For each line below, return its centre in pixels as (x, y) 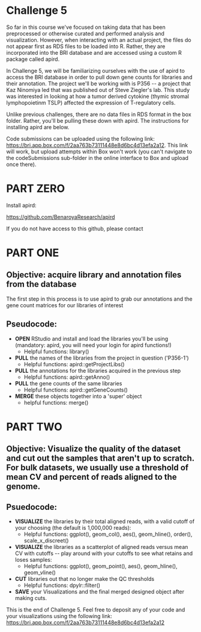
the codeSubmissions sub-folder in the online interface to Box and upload (97, 158)
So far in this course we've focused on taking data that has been (86, 27)
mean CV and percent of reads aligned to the (91, 477)
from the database (41, 284)
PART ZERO (35, 189)
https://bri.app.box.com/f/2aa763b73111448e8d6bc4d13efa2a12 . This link (97, 145)
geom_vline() (40, 572)
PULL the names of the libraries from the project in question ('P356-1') (102, 358)
